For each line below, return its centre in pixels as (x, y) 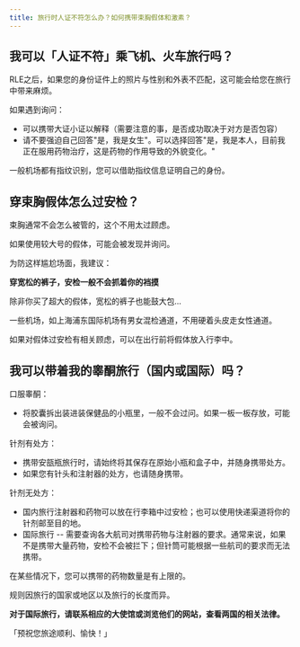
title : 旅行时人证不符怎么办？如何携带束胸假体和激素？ (100, 18)
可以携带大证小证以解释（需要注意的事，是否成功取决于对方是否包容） (152, 129)
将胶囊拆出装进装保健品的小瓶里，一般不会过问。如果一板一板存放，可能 (156, 413)
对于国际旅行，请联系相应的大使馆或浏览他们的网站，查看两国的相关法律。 (147, 614)
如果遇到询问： (37, 110)
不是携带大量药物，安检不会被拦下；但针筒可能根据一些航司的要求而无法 (156, 545)
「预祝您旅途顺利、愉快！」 (61, 634)
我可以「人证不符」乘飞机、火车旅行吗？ (121, 56)
